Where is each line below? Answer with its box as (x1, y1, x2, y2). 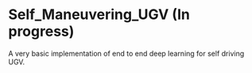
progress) (8, 22, 75, 40)
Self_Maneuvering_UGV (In (8, 6, 191, 24)
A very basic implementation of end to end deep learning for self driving (8, 48, 245, 58)
